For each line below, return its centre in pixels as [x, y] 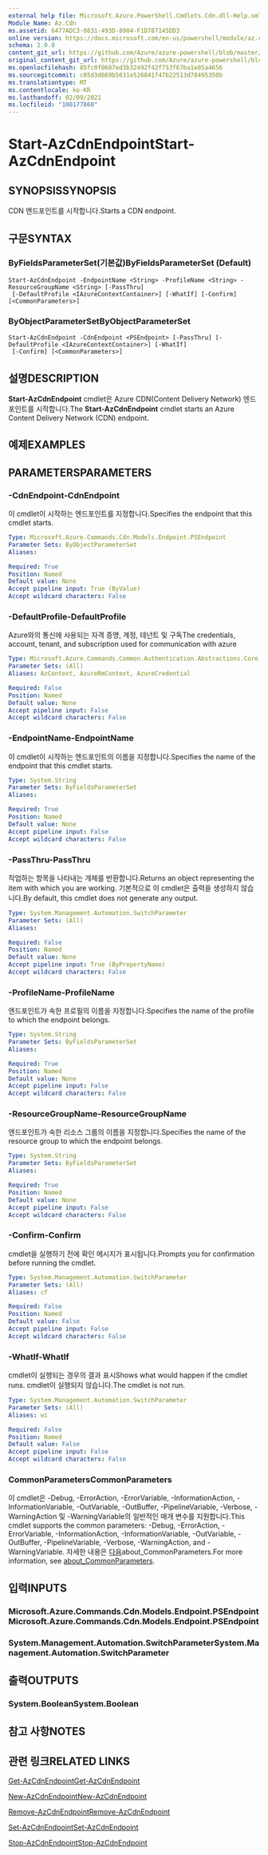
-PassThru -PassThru [49, 859]
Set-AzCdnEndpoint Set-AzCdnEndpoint [73, 1827]
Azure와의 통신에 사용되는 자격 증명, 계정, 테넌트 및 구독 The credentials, [122, 635]
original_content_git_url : [53, 61]
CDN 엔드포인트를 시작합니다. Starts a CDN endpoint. [93, 211]
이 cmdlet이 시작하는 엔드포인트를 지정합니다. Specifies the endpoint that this [130, 513]
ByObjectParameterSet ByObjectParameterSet [100, 321]
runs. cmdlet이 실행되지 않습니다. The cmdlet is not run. [97, 1385]
